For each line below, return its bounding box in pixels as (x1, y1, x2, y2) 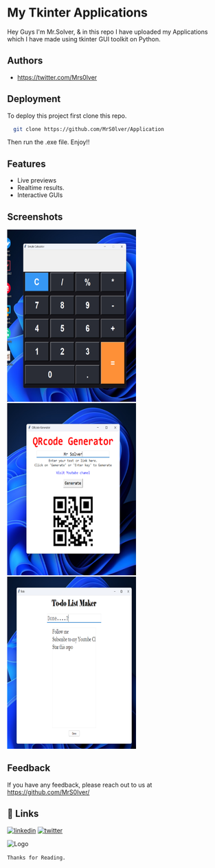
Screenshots (7, 211, 63, 223)
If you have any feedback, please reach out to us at (7, 781, 152, 789)
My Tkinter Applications (7, 5, 148, 21)
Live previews (16, 176, 57, 185)
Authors (7, 55, 43, 67)
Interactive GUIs (16, 191, 63, 199)
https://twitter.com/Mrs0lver (16, 73, 98, 81)
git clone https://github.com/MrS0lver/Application (13, 125, 165, 132)
